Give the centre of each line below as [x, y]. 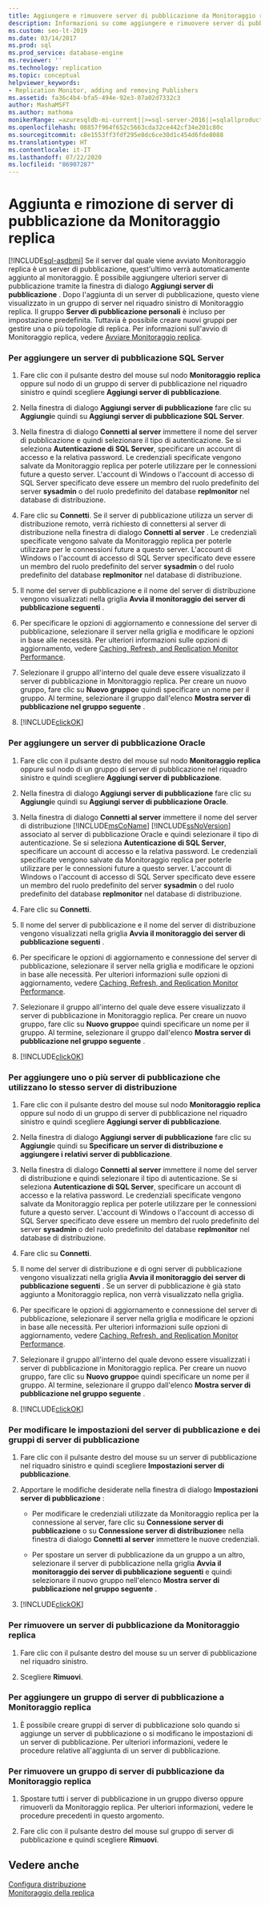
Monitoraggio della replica [51, 1892]
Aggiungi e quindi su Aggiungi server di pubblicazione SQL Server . [132, 417]
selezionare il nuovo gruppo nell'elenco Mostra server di [126, 1581]
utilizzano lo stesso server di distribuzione [93, 1087]
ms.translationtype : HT [48, 142]
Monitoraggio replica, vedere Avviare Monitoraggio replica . [105, 337]
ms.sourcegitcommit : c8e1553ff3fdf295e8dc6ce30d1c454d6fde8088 [116, 135]
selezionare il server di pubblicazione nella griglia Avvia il [126, 1564]
